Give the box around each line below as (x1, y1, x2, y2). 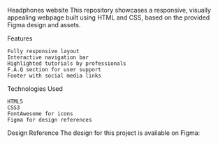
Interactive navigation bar (7, 54, 89, 61)
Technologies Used (7, 85, 63, 93)
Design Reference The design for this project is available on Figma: (7, 129, 201, 137)
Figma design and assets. (7, 21, 81, 29)
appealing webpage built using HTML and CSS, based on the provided (7, 13, 210, 22)
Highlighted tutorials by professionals (7, 60, 127, 67)
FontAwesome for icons (7, 110, 73, 117)
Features (7, 34, 33, 43)
